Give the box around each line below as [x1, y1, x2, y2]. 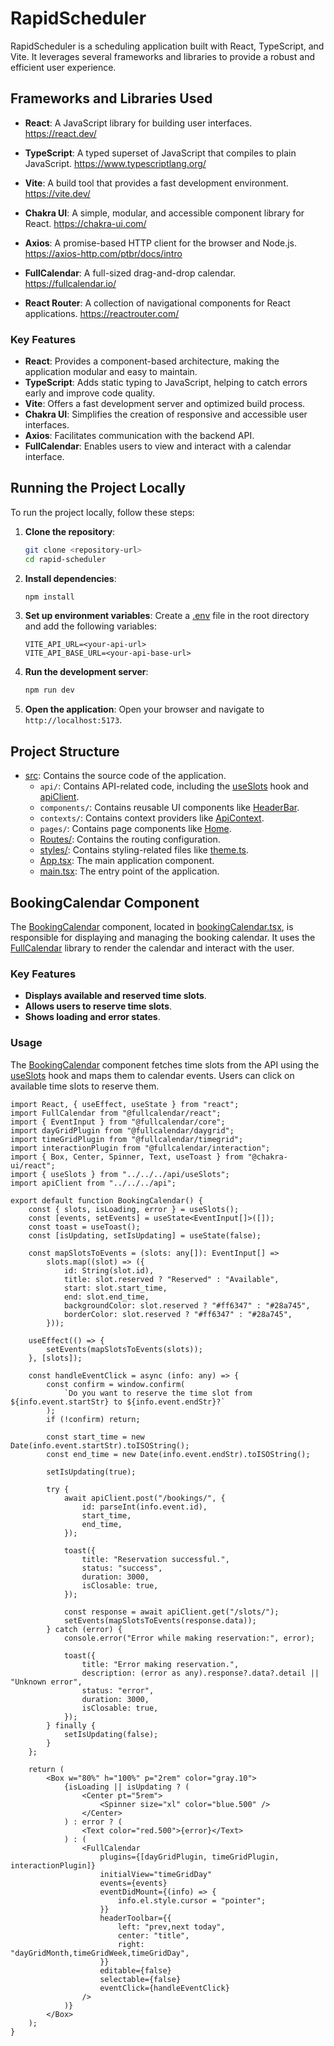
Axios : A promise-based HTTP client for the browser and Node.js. [24, 237, 297, 249]
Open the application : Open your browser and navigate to [24, 703, 265, 716]
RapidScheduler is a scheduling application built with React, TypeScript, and [10, 40, 325, 52]
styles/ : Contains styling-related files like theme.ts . [39, 844, 250, 856]
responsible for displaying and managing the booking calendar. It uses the [10, 931, 316, 943]
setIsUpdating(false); [63, 1729, 159, 1739]
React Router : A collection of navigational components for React [24, 297, 291, 309]
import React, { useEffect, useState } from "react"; [10, 1099, 240, 1109]
